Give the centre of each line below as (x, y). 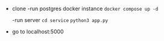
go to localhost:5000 (38, 31)
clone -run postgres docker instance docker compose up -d (85, 9)
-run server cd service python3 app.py (60, 20)
